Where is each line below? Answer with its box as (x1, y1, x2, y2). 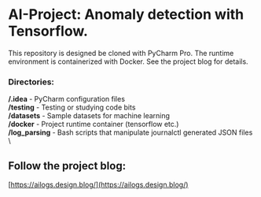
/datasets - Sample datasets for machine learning (8, 111, 171, 121)
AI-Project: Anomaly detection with (8, 6, 244, 24)
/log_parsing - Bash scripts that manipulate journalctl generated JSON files (8, 128, 253, 137)
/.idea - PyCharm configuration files (8, 95, 126, 104)
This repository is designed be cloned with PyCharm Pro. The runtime (8, 48, 234, 58)
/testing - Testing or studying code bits (8, 102, 136, 112)
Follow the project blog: (8, 159, 127, 173)
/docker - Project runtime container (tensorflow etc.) (8, 120, 179, 129)
